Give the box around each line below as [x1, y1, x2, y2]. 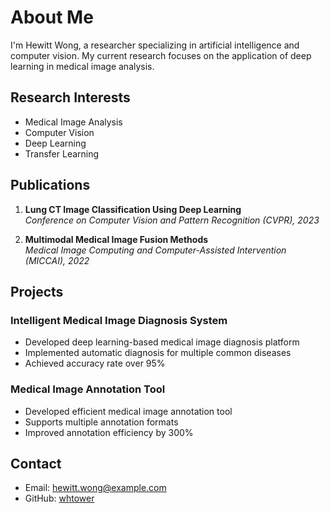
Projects [10, 283, 64, 300]
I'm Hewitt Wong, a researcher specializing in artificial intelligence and [10, 39, 300, 51]
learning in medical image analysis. [10, 60, 155, 72]
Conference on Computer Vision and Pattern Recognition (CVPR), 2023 [24, 214, 320, 226]
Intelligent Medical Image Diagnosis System [10, 313, 228, 327]
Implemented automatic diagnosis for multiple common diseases [24, 347, 292, 359]
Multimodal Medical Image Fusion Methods [24, 233, 209, 245]
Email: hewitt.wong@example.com [24, 482, 167, 494]
